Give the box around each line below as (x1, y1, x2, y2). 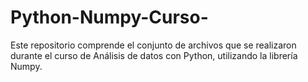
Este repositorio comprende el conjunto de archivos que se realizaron (10, 39, 297, 51)
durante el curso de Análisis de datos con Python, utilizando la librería (10, 49, 298, 61)
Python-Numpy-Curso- (10, 6, 209, 29)
